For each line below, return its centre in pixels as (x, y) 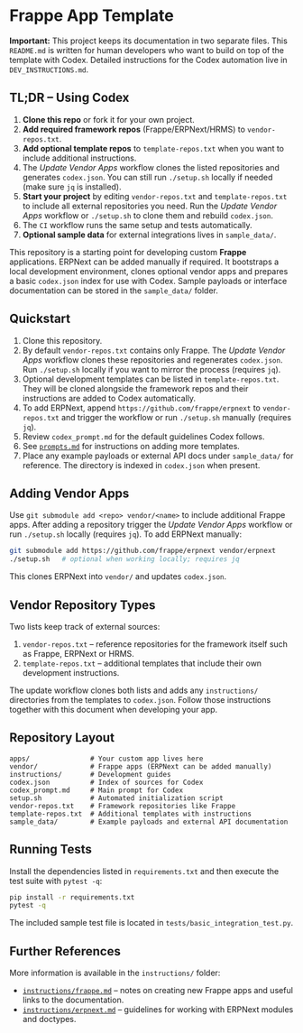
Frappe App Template (92, 16)
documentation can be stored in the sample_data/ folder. (114, 291)
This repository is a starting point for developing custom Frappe (128, 252)
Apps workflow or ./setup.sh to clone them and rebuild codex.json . (147, 215)
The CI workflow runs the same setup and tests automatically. (137, 225)
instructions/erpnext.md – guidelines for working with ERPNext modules (158, 1010)
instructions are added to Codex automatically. (109, 398)
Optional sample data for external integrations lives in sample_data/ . (149, 235)
